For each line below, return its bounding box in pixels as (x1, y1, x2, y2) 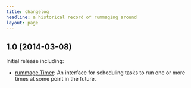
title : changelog (6, 8, 49, 15)
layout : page (6, 20, 39, 26)
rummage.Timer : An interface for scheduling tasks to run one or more (14, 69, 186, 76)
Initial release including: (6, 58, 64, 65)
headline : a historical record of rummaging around (6, 14, 137, 20)
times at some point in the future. (14, 76, 96, 83)
